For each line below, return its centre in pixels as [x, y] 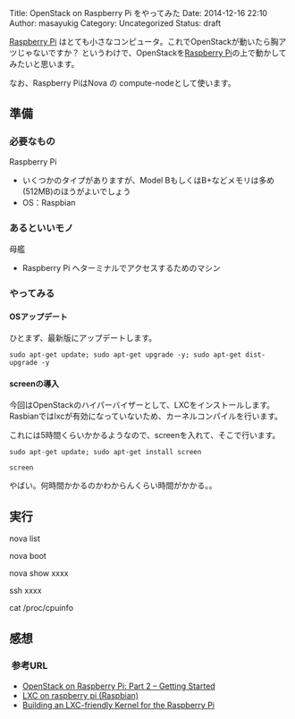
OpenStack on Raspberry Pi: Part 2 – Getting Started [119, 686]
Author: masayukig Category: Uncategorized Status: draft [115, 23]
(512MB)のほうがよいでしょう [76, 191]
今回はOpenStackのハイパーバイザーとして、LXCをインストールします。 [142, 405]
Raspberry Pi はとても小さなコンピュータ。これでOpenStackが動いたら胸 [144, 42]
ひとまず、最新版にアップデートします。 [83, 338]
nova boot [28, 556]
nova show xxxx [39, 573]
